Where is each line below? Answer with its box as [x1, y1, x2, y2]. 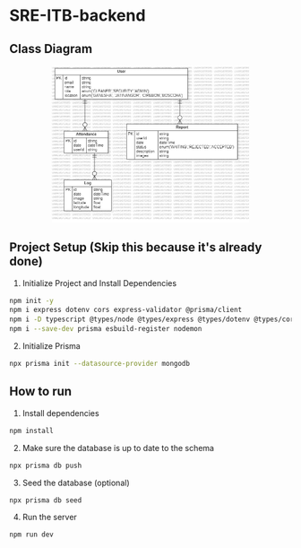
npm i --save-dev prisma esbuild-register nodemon [9, 325, 202, 334]
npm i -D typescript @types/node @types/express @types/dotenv [9, 315, 251, 324]
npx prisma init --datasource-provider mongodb [9, 360, 191, 369]
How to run [9, 384, 73, 399]
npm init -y [9, 296, 54, 305]
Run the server [21, 512, 78, 523]
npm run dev [9, 530, 54, 539]
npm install [9, 426, 54, 435]
